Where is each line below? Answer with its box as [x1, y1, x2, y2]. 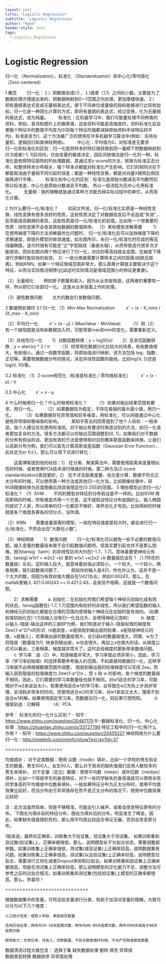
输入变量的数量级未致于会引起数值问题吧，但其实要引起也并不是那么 [13, 542, 152, 548]
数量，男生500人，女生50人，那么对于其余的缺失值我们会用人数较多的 [13, 762, 157, 769]
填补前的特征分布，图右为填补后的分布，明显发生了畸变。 [32, 810, 149, 816]
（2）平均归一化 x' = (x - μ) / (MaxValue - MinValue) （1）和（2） [5, 320, 157, 326]
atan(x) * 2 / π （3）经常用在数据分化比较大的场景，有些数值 [21, 343, 153, 349]
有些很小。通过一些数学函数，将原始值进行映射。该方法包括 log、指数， [13, 350, 160, 355]
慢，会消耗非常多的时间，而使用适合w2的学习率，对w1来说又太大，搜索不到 [5, 689, 160, 695]
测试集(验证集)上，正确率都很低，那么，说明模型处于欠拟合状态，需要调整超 [5, 839, 160, 845]
